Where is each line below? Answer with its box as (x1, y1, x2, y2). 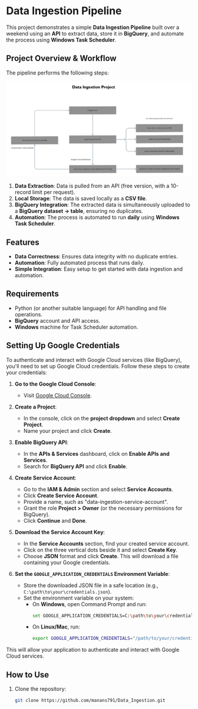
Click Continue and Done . (23, 517, 87, 524)
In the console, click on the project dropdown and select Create (23, 415, 180, 422)
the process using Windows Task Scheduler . (6, 36, 117, 43)
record (14, 189, 31, 196)
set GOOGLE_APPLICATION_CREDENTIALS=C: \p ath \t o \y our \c (32, 613, 170, 619)
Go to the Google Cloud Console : (14, 380, 97, 387)
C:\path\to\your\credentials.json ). (23, 588, 112, 595)
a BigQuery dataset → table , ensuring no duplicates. (14, 208, 143, 215)
